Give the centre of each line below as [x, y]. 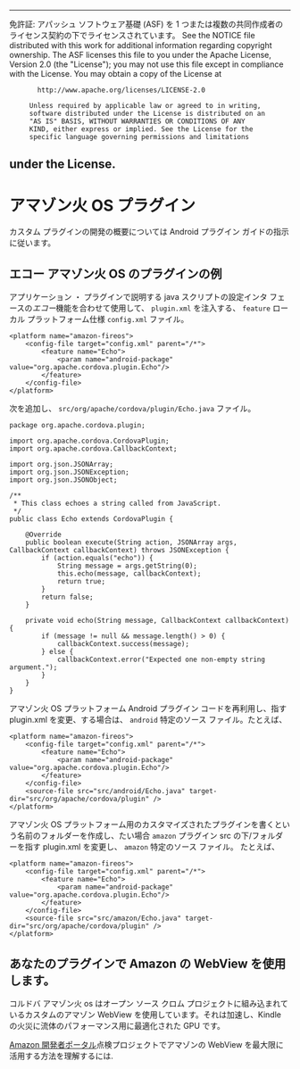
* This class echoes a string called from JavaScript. [117, 504]
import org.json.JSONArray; [62, 465]
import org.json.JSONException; [69, 472]
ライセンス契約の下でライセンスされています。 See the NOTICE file [133, 35]
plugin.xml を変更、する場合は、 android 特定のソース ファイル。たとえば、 [148, 720]
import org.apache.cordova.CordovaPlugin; [89, 441]
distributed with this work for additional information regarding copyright [141, 45]
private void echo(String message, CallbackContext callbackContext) [158, 621]
